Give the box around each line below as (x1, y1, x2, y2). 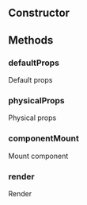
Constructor (8, 6, 70, 20)
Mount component (8, 151, 69, 161)
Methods (8, 33, 54, 47)
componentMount (8, 133, 79, 144)
